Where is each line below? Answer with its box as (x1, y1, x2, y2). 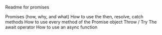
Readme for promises (5, 4, 49, 10)
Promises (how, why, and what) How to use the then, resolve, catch (5, 14, 144, 19)
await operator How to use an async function (5, 24, 98, 30)
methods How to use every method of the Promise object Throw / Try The (5, 19, 157, 25)
